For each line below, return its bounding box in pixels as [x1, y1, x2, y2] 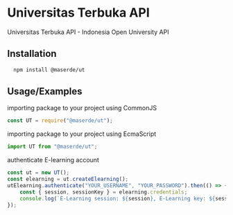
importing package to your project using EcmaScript [7, 130, 157, 138]
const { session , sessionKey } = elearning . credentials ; [19, 189, 188, 196]
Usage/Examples [7, 85, 83, 98]
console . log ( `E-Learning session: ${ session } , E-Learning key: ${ [19, 195, 216, 202]
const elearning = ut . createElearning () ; [7, 175, 129, 183]
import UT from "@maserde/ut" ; [7, 144, 98, 150]
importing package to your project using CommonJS [7, 104, 157, 112]
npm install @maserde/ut [13, 66, 85, 74]
